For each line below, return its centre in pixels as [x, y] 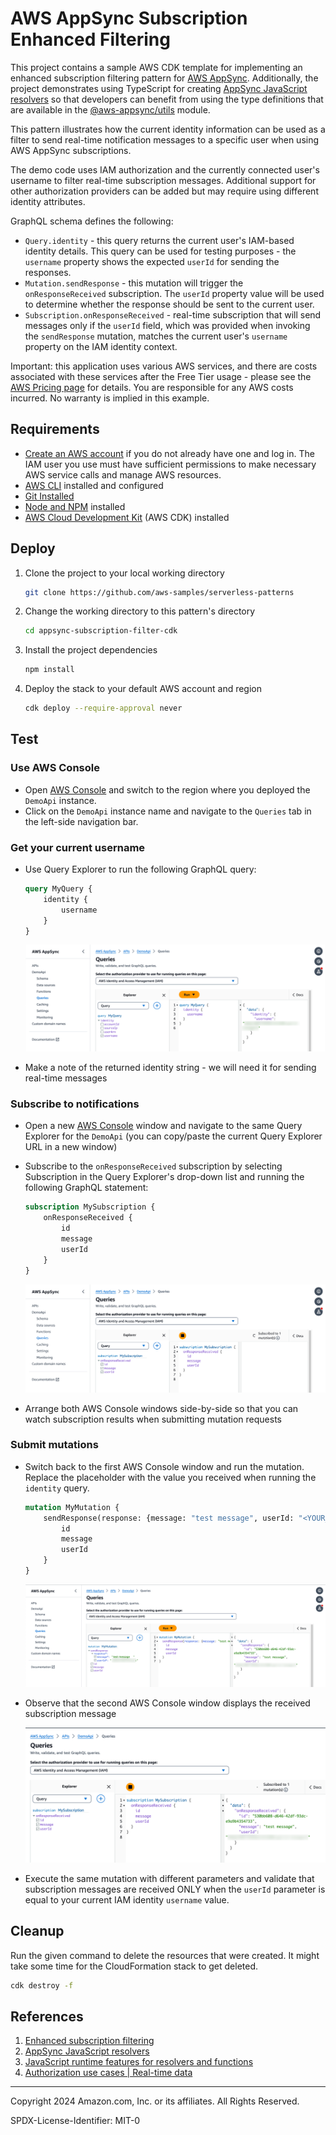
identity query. [57, 1488]
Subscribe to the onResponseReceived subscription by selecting [153, 1166]
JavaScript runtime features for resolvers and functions [139, 2062]
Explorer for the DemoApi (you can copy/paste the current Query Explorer [173, 1136]
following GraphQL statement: [86, 1188]
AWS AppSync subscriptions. [71, 150]
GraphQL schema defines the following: [92, 221]
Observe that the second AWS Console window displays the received [167, 1703]
